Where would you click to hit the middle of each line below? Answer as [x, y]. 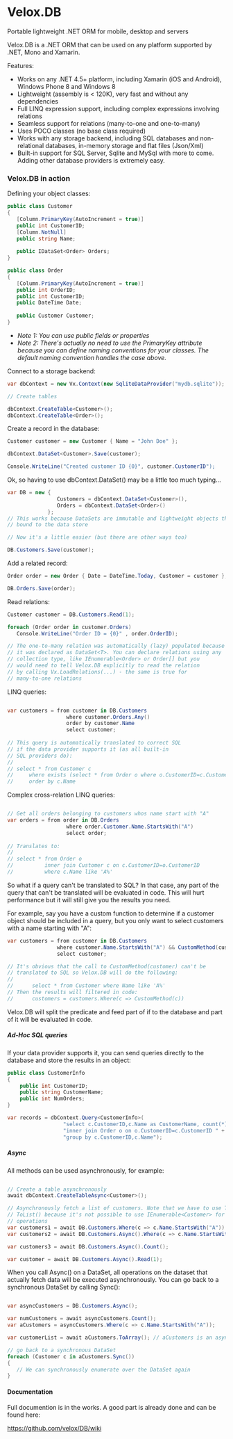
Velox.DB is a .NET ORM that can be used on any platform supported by [110, 44]
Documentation [30, 1392]
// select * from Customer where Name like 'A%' [87, 986]
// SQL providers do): [40, 756]
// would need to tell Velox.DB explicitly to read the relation [103, 666]
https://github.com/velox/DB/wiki [54, 1428]
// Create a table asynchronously [57, 1189]
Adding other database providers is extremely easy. [91, 160]
